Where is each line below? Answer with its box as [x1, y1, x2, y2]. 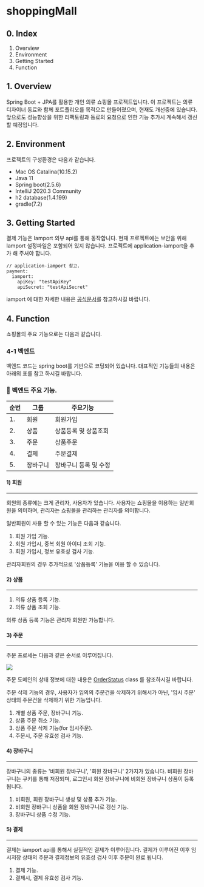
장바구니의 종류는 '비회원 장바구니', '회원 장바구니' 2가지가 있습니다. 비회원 [6, 767, 183, 775]
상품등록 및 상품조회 [55, 427, 109, 435]
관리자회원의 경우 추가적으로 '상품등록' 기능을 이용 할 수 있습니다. [6, 561, 160, 568]
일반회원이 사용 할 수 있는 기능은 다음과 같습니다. [6, 520, 121, 527]
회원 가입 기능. [15, 533, 50, 540]
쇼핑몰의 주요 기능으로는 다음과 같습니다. [6, 331, 102, 338]
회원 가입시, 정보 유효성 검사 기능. [15, 548, 95, 555]
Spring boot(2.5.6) [15, 181, 61, 188]
